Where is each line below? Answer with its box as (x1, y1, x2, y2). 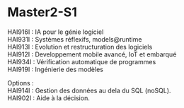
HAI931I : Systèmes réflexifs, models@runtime (7, 35, 142, 43)
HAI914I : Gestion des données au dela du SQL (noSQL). (7, 86, 171, 95)
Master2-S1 (7, 4, 78, 20)
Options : (7, 78, 34, 87)
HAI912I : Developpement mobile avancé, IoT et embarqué (7, 50, 177, 59)
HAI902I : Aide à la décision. (7, 93, 90, 102)
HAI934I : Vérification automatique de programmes (7, 57, 156, 66)
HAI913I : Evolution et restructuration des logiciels (7, 42, 153, 51)
